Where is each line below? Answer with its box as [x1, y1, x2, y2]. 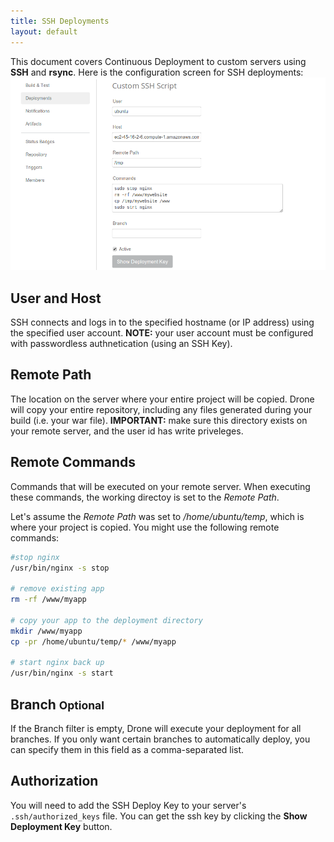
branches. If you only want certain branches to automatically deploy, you [10, 733, 311, 745]
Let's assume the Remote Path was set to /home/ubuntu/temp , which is [10, 510, 305, 522]
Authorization [10, 773, 99, 790]
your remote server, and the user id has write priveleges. [10, 425, 244, 437]
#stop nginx [10, 552, 60, 562]
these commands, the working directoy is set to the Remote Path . [10, 491, 280, 503]
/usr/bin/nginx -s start [10, 668, 114, 679]
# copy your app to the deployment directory [10, 615, 203, 625]
